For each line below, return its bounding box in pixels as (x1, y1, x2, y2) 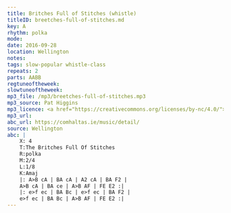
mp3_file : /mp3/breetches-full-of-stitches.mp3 (7, 93, 146, 100)
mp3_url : (7, 112, 32, 119)
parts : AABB (7, 74, 41, 81)
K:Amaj (19, 170, 38, 177)
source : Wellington (7, 125, 63, 132)
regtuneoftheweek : (7, 80, 60, 87)
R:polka (19, 150, 41, 158)
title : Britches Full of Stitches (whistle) (7, 10, 137, 17)
